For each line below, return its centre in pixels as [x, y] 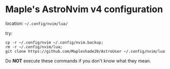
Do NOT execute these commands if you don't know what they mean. [78, 61]
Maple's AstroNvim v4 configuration [84, 9]
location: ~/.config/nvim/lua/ [37, 23]
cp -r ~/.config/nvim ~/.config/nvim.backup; [54, 42]
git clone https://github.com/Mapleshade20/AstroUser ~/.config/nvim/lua [85, 51]
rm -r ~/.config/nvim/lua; [34, 47]
